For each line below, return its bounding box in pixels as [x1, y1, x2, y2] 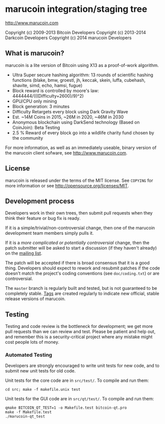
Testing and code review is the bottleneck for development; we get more [5, 323, 153, 329]
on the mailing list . [5, 250, 42, 256]
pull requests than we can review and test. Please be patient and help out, [5, 328, 156, 335]
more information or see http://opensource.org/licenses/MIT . [5, 182, 129, 189]
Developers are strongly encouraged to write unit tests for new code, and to [5, 363, 160, 369]
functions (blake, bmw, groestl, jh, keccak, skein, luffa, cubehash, [12, 77, 146, 83]
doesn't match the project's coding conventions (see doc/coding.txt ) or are [5, 270, 160, 276]
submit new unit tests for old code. [5, 368, 76, 374]
